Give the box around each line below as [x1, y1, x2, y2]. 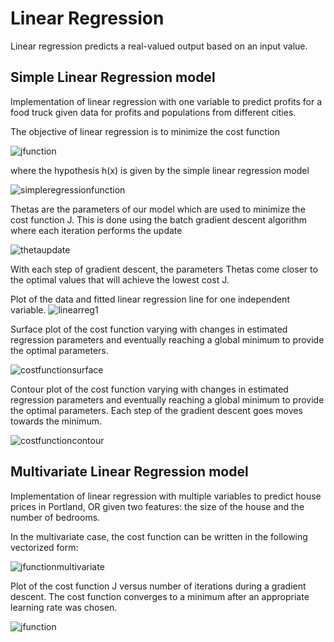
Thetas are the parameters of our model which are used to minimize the [10, 203, 306, 215]
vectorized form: [10, 541, 79, 553]
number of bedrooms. [10, 511, 101, 523]
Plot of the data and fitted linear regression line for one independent [10, 293, 290, 305]
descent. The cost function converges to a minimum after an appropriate [10, 590, 310, 602]
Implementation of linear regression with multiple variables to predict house [10, 490, 322, 502]
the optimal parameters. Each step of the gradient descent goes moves [10, 404, 303, 416]
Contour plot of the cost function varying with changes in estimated [10, 383, 289, 395]
